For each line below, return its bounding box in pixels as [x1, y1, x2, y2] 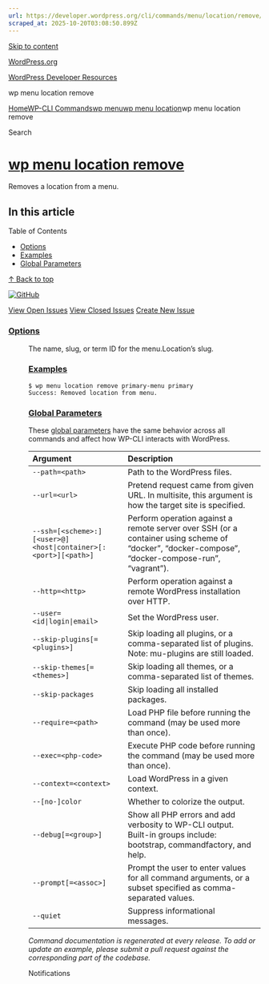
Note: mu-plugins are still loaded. [127, 648, 254, 659]
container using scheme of [127, 533, 228, 544]
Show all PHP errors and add [127, 809, 236, 821]
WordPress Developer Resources [8, 72, 118, 82]
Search [8, 127, 32, 137]
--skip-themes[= [32, 663, 94, 672]
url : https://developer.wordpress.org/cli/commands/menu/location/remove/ [8, 11, 263, 20]
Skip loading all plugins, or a [127, 628, 234, 639]
